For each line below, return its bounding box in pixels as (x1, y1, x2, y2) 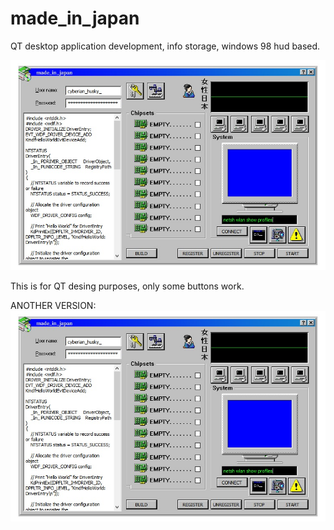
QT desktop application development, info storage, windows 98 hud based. (10, 40, 321, 52)
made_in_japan (10, 7, 140, 30)
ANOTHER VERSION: (10, 300, 97, 312)
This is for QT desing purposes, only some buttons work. (10, 280, 245, 292)
